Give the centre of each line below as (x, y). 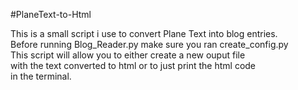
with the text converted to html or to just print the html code (133, 65)
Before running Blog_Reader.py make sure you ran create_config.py (149, 44)
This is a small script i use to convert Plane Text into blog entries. (144, 33)
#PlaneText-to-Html (51, 14)
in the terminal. (41, 76)
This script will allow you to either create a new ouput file (128, 55)
